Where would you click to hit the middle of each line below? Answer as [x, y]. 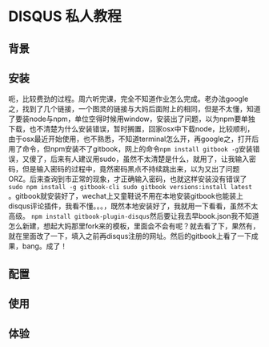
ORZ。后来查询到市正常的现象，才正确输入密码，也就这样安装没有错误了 [128, 179]
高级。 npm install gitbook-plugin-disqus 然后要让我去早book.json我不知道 [134, 216]
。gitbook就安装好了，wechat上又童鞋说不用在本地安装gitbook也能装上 [126, 196]
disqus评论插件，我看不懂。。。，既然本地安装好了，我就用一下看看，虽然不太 [133, 206]
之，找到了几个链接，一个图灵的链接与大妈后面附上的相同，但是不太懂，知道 [134, 109]
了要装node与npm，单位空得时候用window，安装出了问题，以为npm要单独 [132, 119]
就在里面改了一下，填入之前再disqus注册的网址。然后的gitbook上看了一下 [130, 236]
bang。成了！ [45, 246]
